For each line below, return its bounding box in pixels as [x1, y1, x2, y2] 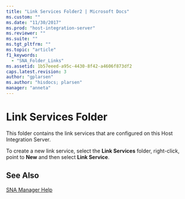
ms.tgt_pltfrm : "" [6, 42, 51, 48]
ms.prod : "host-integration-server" [6, 25, 95, 31]
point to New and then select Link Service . [6, 153, 110, 160]
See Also [6, 171, 39, 181]
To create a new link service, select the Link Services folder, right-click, [6, 147, 180, 154]
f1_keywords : [6, 52, 38, 58]
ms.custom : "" [6, 14, 41, 20]
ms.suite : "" [6, 36, 38, 42]
